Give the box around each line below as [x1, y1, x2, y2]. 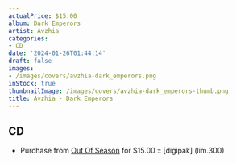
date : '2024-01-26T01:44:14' [8, 49, 106, 57]
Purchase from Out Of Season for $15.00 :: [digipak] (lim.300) [19, 146, 225, 156]
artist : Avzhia [8, 27, 60, 35]
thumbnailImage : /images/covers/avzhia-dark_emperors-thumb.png [8, 86, 229, 95]
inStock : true [8, 79, 56, 87]
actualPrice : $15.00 [8, 11, 78, 20]
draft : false [8, 57, 52, 65]
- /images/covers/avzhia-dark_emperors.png [8, 72, 157, 80]
